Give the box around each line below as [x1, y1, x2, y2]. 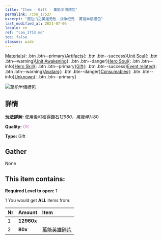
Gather [5, 147, 27, 156]
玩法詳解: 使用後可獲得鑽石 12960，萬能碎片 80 [5, 114, 99, 120]
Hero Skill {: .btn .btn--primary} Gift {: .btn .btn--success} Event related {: [14, 63, 157, 69]
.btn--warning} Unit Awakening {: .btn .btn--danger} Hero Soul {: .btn [5, 58, 140, 64]
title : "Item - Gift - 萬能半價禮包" [5, 7, 78, 12]
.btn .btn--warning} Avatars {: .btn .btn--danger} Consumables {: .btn [5, 69, 141, 74]
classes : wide [5, 39, 34, 44]
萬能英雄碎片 [42, 226, 72, 233]
